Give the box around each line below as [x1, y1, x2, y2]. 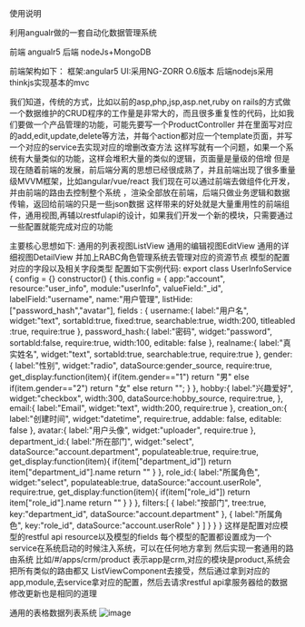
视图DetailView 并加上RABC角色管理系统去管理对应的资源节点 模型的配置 [16, 252, 290, 262]
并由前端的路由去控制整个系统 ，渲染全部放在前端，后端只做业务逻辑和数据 [9, 187, 290, 198]
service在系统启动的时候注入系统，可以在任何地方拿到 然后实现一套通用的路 [9, 543, 294, 554]
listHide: [162, 294, 193, 304]
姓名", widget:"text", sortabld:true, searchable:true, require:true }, [16, 348, 261, 359]
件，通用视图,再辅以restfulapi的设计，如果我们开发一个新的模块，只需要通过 [9, 210, 293, 220]
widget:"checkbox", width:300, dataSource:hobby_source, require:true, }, [9, 393, 283, 404]
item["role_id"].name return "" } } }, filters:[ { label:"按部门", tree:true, [9, 497, 267, 508]
